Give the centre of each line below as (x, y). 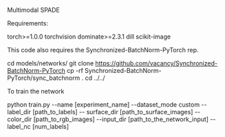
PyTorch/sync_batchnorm (44, 78)
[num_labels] (51, 126)
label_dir (19, 112)
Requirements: (28, 23)
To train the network (36, 91)
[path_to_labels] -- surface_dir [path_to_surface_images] (112, 112)
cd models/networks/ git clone (51, 63)
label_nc (19, 126)
